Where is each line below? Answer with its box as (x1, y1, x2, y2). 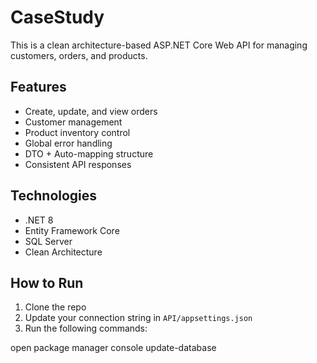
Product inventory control (24, 126, 131, 138)
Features (10, 79, 67, 96)
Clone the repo (24, 301, 87, 313)
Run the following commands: (24, 322, 148, 335)
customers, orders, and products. (10, 49, 148, 61)
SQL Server (24, 235, 73, 247)
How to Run (10, 274, 84, 291)
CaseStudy (10, 6, 105, 29)
